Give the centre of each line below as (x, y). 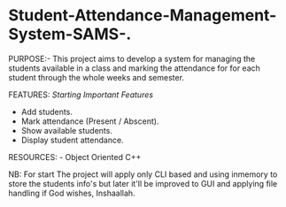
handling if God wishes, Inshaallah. (72, 193)
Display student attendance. (73, 140)
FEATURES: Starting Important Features (81, 95)
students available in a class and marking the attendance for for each (134, 68)
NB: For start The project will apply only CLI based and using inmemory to (143, 174)
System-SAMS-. (70, 34)
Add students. (46, 111)
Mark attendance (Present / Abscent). (90, 121)
